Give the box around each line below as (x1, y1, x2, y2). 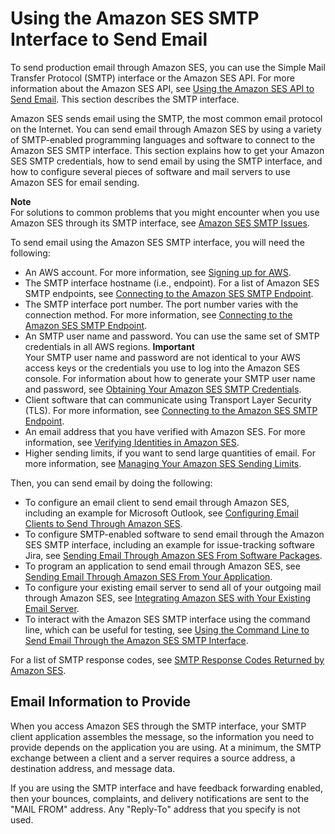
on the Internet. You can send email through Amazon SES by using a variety (10, 123, 322, 135)
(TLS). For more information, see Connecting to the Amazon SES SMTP (24, 404, 318, 416)
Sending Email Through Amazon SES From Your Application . (24, 570, 273, 582)
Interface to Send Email (10, 28, 208, 51)
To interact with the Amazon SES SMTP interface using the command (24, 613, 311, 625)
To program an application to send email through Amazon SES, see (24, 560, 301, 572)
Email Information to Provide (10, 693, 192, 711)
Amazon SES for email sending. (10, 176, 140, 188)
